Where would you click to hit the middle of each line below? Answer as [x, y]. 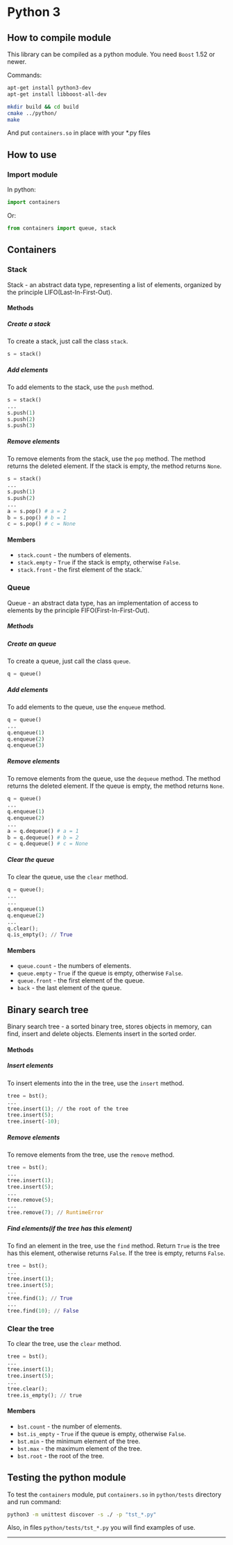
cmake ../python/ [32, 113]
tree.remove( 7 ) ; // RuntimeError [55, 1213]
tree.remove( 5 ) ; [31, 1200]
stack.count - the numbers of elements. [74, 555]
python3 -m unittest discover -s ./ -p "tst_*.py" [82, 1514]
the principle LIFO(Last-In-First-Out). [60, 292]
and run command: [34, 1501]
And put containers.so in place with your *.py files [79, 133]
